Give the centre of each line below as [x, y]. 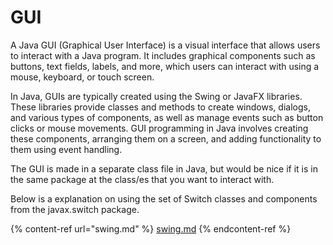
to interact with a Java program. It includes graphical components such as [163, 55]
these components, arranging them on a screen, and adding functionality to [166, 138]
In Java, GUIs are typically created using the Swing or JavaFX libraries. [156, 96]
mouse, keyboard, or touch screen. [82, 77]
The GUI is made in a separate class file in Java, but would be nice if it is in [164, 168]
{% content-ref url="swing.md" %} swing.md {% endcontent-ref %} [151, 228]
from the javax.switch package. [75, 209]
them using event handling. [66, 149]
